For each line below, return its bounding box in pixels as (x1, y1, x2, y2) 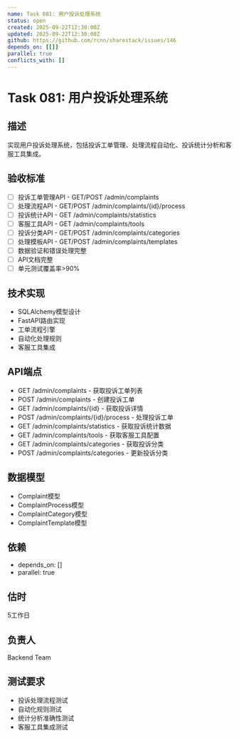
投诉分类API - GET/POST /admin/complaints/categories (17, 228, 180, 237)
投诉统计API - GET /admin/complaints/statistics (17, 210, 156, 219)
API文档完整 (17, 255, 53, 264)
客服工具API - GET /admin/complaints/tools (17, 219, 144, 228)
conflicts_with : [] (7, 57, 65, 64)
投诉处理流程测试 (17, 696, 68, 704)
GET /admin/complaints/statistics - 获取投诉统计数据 (17, 421, 172, 430)
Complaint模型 (17, 491, 60, 500)
